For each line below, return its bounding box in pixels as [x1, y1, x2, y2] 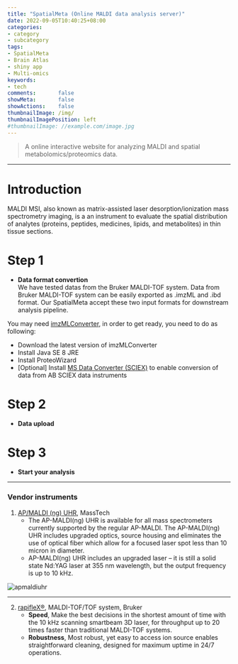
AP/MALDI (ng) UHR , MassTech [17, 508, 110, 517]
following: [7, 327, 36, 336]
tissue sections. [7, 227, 53, 236]
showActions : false [7, 103, 74, 110]
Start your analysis [17, 468, 76, 477]
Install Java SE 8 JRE [17, 349, 79, 357]
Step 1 [7, 252, 44, 268]
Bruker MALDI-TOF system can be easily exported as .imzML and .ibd [17, 290, 222, 299]
